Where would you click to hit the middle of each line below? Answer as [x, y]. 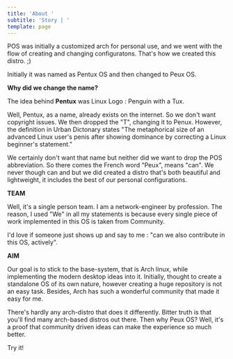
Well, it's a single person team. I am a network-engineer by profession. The [115, 207]
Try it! [16, 348]
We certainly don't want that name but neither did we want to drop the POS [115, 158]
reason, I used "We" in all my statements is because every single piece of [112, 214]
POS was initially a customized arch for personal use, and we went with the [115, 47]
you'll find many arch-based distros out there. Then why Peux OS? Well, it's [115, 319]
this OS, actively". [32, 242]
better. [17, 335]
